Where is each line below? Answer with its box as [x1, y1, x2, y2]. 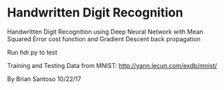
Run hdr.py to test [7, 48, 58, 56]
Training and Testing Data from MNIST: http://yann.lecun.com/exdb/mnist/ [7, 61, 218, 69]
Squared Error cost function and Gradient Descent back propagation [7, 34, 201, 43]
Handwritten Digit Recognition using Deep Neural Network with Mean [7, 27, 204, 36]
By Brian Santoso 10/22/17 [7, 74, 81, 83]
